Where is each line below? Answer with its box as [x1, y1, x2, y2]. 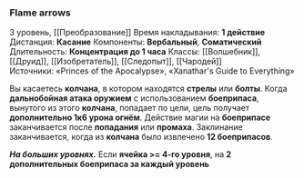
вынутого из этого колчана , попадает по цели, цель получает [9, 103, 250, 114]
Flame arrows [9, 6, 71, 19]
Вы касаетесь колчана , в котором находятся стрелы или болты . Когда [9, 84, 289, 94]
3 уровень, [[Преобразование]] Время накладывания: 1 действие [9, 27, 266, 38]
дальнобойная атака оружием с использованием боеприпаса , [9, 93, 259, 104]
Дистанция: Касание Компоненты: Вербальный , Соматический [9, 36, 262, 47]
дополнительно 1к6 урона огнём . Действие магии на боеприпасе [9, 112, 271, 124]
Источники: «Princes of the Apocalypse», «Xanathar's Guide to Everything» [9, 65, 295, 76]
